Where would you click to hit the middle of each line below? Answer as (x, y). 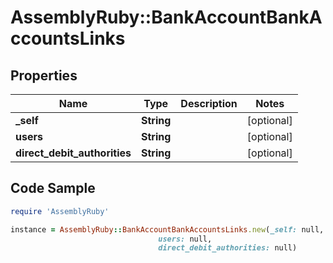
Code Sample (53, 188)
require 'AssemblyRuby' (60, 211)
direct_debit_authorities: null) (228, 248)
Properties (44, 75)
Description (209, 103)
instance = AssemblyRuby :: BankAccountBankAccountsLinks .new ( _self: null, (167, 229)
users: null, (185, 239)
